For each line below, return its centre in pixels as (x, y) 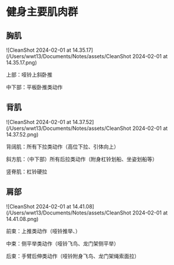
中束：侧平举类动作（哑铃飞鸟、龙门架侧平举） (62, 243)
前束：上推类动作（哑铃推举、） (43, 231)
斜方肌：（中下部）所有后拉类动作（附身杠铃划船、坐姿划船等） (82, 159)
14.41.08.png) (23, 219)
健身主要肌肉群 (42, 12)
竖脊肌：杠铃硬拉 (27, 172)
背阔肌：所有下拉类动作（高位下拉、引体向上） (62, 146)
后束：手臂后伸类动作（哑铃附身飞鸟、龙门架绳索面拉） (73, 256)
